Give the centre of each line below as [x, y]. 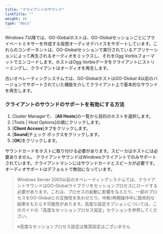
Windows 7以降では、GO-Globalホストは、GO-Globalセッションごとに [76, 38]
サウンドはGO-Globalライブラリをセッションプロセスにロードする [92, 185]
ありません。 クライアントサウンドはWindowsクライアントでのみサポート [83, 157]
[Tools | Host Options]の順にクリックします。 [57, 122]
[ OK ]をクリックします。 [36, 140]
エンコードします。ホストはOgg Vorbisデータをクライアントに [80, 62]
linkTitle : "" [19, 14]
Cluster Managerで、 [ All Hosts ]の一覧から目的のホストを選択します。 [82, 116]
